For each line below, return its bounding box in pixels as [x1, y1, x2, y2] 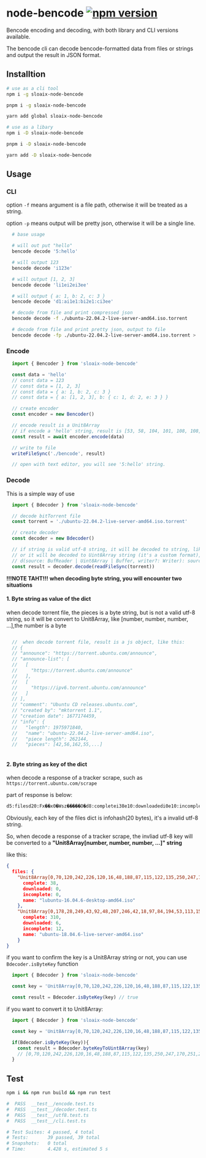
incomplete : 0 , [22, 891, 62, 897]
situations [6, 581, 32, 589]
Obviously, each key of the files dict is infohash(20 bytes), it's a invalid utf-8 [6, 814, 199, 821]
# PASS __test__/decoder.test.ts [6, 1107, 97, 1113]
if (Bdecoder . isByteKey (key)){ [12, 1039, 89, 1045]
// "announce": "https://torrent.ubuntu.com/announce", [12, 650, 158, 657]
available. [6, 32, 31, 40]
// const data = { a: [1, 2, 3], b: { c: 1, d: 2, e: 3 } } [12, 394, 169, 401]
